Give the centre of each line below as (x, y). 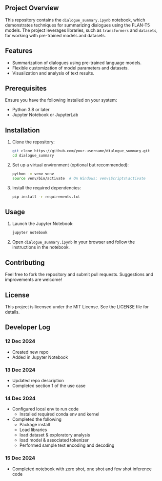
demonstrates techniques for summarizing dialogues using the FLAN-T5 (78, 25)
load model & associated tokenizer (54, 440)
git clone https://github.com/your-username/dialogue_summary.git (81, 151)
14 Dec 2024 (20, 398)
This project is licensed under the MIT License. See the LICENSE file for (77, 307)
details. (12, 312)
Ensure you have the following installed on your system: (61, 100)
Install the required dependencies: (47, 187)
